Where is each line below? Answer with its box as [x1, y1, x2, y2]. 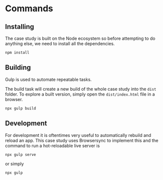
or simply [5, 160, 24, 167]
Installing [5, 23, 34, 31]
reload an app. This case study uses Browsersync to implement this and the [5, 137, 159, 143]
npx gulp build [5, 106, 36, 111]
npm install [5, 50, 29, 55]
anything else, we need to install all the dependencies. [5, 41, 115, 47]
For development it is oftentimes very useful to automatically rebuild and [5, 132, 151, 138]
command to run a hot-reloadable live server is [5, 143, 100, 149]
